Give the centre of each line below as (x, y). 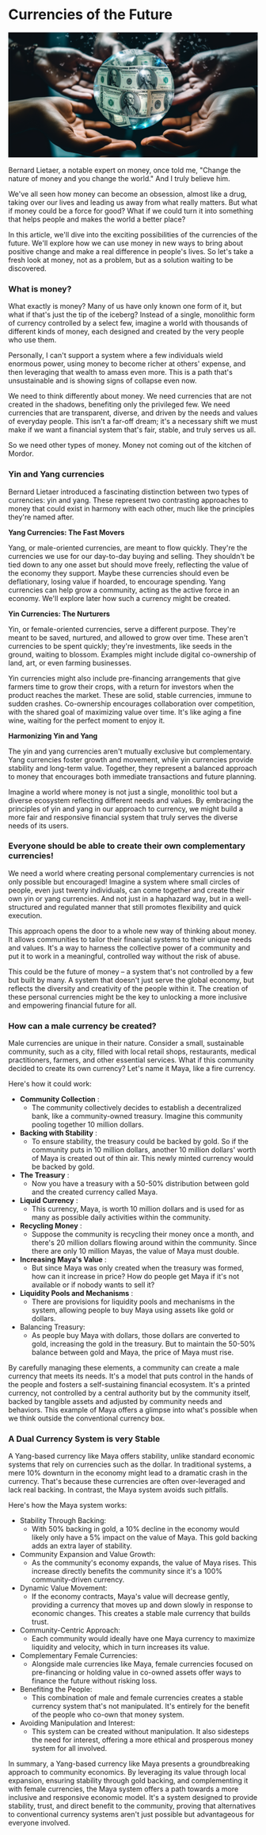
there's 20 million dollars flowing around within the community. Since (144, 1243)
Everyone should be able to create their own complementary (127, 846)
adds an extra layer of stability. (82, 1546)
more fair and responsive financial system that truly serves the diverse (123, 817)
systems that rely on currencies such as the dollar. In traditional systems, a (130, 1465)
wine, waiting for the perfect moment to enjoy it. (87, 720)
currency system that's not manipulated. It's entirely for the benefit (141, 1706)
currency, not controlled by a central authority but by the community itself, (129, 1393)
